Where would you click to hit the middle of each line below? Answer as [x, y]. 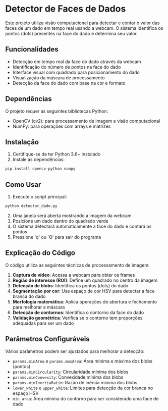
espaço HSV [25, 393]
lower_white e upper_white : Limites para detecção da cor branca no [83, 388]
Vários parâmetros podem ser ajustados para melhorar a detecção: [75, 351]
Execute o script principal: [40, 197]
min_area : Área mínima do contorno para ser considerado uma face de [86, 398]
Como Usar [23, 185]
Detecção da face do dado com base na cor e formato [69, 83]
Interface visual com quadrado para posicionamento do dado [76, 72]
